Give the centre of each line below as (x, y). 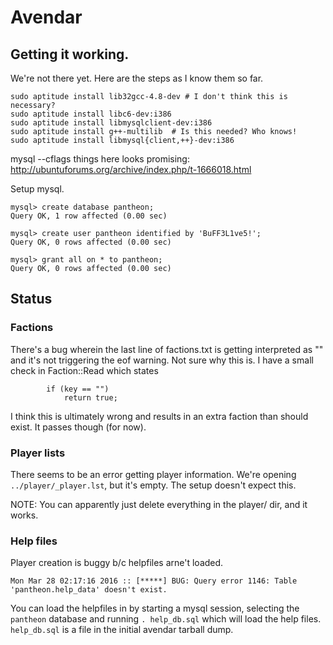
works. (24, 515)
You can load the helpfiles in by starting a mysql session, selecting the (155, 608)
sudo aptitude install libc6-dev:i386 (91, 114)
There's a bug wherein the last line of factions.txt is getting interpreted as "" (167, 349)
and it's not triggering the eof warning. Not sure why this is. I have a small (162, 360)
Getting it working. (70, 54)
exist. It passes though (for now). (78, 427)
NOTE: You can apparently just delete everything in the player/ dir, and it (159, 504)
